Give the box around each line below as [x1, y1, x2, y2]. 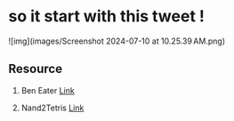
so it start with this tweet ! [8, 6, 206, 27]
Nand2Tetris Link [20, 102, 85, 113]
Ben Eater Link [20, 85, 75, 95]
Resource [8, 61, 63, 77]
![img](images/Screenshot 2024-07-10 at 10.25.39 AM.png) [8, 36, 226, 46]
